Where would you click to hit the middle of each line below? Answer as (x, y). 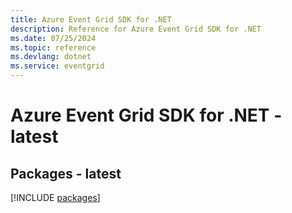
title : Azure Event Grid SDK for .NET (91, 19)
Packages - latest (66, 173)
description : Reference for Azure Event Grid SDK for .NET (136, 29)
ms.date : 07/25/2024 (53, 38)
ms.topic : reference (53, 47)
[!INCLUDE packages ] (55, 197)
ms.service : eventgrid (57, 66)
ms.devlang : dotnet (51, 57)
